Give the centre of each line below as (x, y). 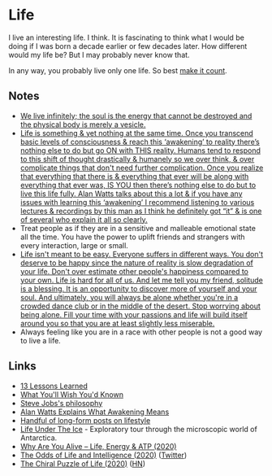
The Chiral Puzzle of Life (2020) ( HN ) (83, 463)
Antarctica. (39, 438)
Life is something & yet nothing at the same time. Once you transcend (136, 133)
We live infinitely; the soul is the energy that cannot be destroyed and (136, 116)
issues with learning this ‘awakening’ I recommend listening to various (137, 202)
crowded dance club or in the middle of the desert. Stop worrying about (140, 306)
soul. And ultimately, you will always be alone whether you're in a (129, 297)
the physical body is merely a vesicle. (83, 124)
